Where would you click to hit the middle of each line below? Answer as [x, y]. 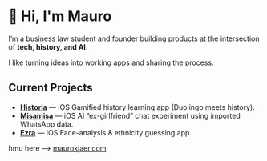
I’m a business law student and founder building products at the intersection [134, 38]
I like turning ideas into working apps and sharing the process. [111, 62]
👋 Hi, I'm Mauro [60, 16]
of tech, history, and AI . [48, 46]
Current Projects [51, 88]
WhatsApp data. [47, 124]
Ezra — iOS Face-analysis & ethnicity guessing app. [106, 132]
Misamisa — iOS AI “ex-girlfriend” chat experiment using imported [130, 115]
